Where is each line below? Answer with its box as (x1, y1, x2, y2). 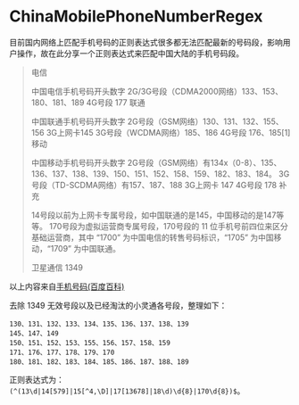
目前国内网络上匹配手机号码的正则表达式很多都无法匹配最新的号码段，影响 (9, 37, 283, 47)
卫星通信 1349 (30, 261, 83, 273)
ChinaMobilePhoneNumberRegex (9, 6, 263, 27)
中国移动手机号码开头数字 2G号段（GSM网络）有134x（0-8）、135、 (30, 157, 282, 168)
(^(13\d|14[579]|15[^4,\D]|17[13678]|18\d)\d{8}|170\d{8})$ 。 (9, 385, 245, 396)
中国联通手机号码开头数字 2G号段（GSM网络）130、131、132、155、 (30, 116, 284, 127)
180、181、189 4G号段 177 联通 (30, 96, 145, 108)
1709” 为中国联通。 (50, 243, 120, 253)
